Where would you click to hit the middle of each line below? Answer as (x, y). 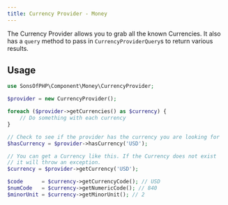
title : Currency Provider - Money (58, 14)
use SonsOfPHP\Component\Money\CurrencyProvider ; (81, 86)
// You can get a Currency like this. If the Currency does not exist (112, 156)
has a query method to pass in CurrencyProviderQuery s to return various (110, 41)
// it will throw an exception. (54, 162)
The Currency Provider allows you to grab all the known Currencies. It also (114, 33)
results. (18, 48)
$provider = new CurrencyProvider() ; (62, 99)
